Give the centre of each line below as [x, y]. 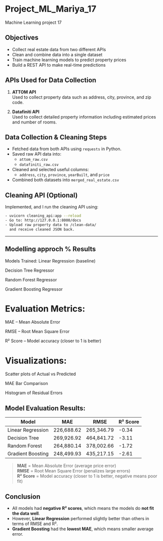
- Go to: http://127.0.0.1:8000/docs [43, 220]
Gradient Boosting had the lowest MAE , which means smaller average [83, 529]
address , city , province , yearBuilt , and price [65, 175]
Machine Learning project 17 [33, 22]
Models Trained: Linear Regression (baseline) [50, 261]
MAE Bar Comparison [27, 384]
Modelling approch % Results [50, 249]
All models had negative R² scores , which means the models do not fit [83, 508]
